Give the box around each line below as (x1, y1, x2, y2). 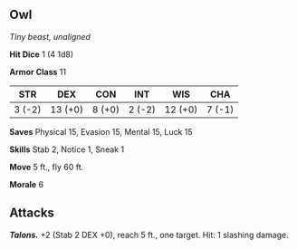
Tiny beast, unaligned (9, 31, 91, 42)
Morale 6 (9, 178, 44, 189)
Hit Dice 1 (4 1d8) (9, 49, 74, 60)
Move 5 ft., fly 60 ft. (9, 161, 84, 172)
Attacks (9, 206, 54, 221)
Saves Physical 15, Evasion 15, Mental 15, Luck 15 (9, 126, 193, 137)
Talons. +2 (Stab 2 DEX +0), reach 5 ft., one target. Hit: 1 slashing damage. (9, 229, 290, 240)
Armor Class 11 (9, 66, 66, 77)
